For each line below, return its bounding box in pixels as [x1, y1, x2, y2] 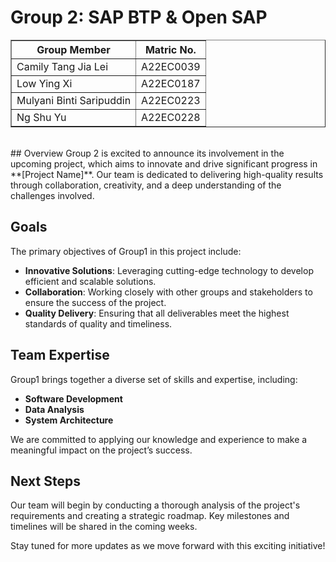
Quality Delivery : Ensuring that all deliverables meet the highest [24, 307, 290, 319]
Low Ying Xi [16, 76, 73, 90]
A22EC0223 [141, 93, 201, 107]
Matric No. [144, 42, 197, 56]
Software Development [24, 392, 123, 405]
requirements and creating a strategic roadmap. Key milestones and [10, 510, 290, 522]
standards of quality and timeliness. [24, 317, 173, 330]
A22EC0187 [141, 76, 201, 90]
